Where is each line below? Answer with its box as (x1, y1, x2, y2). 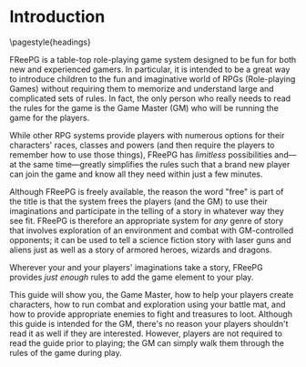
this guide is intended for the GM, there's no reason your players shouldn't (9, 318, 289, 329)
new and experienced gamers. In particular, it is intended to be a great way (9, 64, 291, 75)
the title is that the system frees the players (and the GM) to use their (9, 196, 269, 207)
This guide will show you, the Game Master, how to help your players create (9, 289, 294, 300)
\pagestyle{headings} (9, 36, 91, 47)
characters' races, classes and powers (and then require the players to (9, 139, 275, 150)
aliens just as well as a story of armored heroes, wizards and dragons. (9, 244, 272, 255)
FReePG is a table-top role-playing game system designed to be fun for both (9, 54, 297, 65)
